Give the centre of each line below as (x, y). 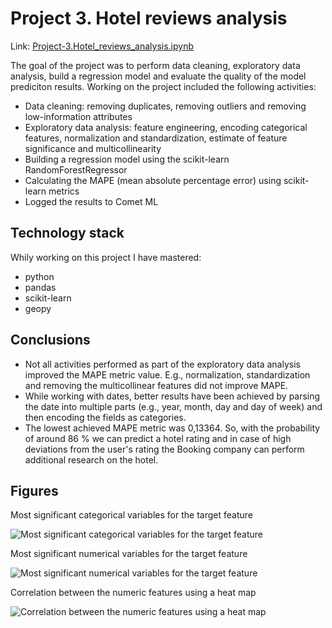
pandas (40, 287)
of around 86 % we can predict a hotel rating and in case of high (158, 438)
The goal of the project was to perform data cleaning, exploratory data (155, 65)
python (39, 276)
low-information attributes (78, 116)
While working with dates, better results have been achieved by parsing (172, 396)
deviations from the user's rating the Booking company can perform (164, 449)
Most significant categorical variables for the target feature (131, 515)
